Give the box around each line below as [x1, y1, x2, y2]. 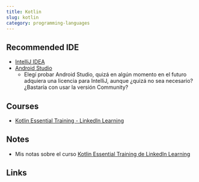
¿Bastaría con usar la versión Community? [23, 83, 129, 91]
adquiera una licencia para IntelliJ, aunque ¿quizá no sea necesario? [23, 77, 194, 85]
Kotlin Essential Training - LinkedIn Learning [14, 117, 124, 124]
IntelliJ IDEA [14, 58, 45, 65]
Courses [6, 101, 39, 111]
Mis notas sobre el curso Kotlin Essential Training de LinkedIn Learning [14, 150, 191, 157]
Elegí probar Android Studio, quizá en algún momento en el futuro [23, 71, 187, 78]
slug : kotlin [6, 14, 39, 20]
